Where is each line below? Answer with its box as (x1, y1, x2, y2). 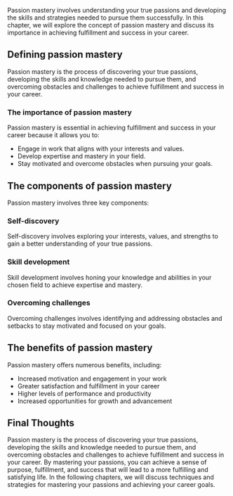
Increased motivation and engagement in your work (17, 374, 167, 383)
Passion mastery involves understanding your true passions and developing (7, 6, 227, 14)
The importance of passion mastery (7, 107, 132, 117)
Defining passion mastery (7, 49, 123, 61)
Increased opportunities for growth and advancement (17, 397, 173, 405)
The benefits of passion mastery (7, 342, 153, 354)
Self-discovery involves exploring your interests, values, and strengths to (7, 232, 219, 241)
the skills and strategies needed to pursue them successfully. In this (7, 13, 204, 22)
